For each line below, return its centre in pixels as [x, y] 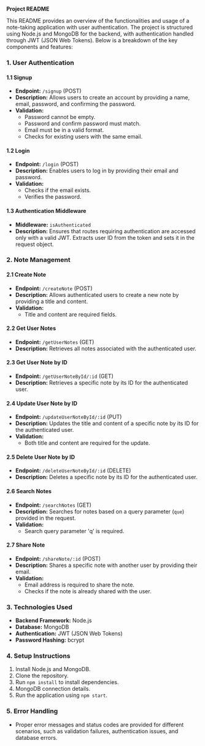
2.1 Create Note [26, 275]
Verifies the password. [53, 197]
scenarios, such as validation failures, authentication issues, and [97, 731]
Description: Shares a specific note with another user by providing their [106, 565]
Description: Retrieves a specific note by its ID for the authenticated [102, 383]
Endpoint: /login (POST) [47, 164]
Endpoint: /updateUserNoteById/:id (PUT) [68, 417]
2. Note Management [38, 260]
